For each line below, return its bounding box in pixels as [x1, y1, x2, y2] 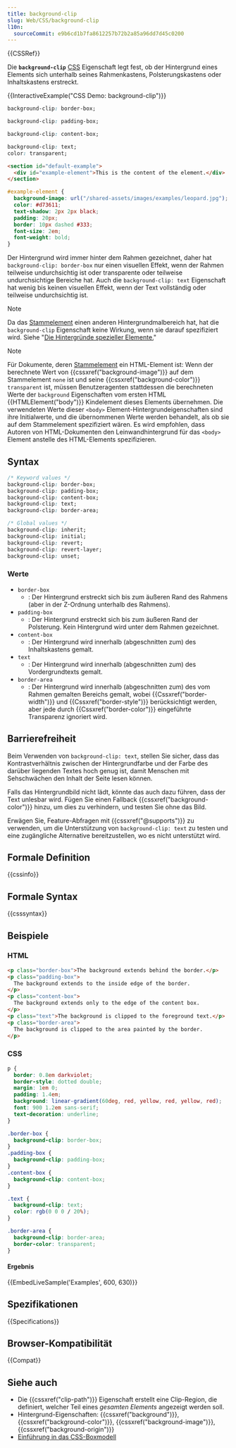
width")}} [27, 697, 55, 706]
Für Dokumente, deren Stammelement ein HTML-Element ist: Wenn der [7, 361, 213, 369]
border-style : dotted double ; [13, 1078, 102, 1085]
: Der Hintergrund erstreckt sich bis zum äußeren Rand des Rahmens [27, 592, 228, 601]
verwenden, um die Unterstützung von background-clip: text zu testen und [7, 823, 228, 832]
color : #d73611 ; [13, 201, 61, 208]
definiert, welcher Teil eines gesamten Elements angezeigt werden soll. [17, 1403, 225, 1411]
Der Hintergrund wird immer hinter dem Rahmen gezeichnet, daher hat [7, 254, 212, 262]
